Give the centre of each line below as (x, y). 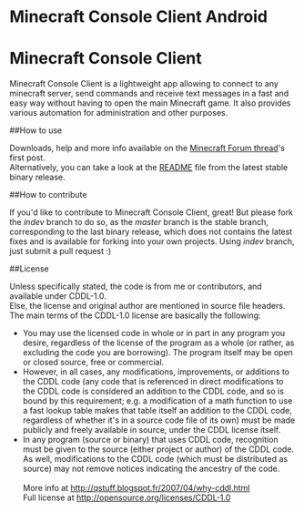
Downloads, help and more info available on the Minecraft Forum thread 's (147, 148)
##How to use (36, 130)
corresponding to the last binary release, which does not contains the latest (151, 232)
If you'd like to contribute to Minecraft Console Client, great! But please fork (152, 212)
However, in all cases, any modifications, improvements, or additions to (156, 372)
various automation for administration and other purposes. (119, 113)
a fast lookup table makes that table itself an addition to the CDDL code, (157, 411)
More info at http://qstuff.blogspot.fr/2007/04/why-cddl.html (136, 488)
